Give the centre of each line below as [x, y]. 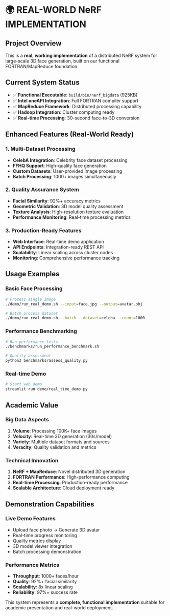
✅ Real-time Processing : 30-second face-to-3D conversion [76, 118]
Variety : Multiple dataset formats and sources [61, 442]
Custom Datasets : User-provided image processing [67, 171]
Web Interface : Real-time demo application [58, 242]
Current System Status [43, 83]
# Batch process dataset [32, 313]
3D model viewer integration [42, 546]
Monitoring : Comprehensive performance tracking [66, 258]
